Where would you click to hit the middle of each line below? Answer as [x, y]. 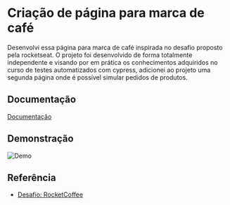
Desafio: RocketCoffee [50, 194]
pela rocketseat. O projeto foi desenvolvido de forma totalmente [100, 55]
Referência [32, 178]
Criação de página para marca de [106, 13]
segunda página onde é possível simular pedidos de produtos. [97, 77]
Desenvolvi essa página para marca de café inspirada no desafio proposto [115, 47]
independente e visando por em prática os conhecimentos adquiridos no [113, 62]
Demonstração [40, 139]
